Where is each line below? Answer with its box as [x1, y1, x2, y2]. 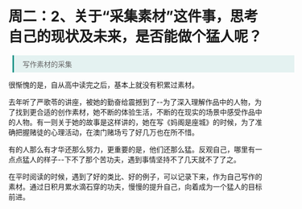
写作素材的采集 [23, 59, 72, 69]
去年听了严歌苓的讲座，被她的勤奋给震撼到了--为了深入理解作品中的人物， [8, 97, 255, 107]
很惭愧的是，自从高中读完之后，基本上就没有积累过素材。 [8, 80, 199, 90]
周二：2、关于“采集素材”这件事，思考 [8, 7, 259, 26]
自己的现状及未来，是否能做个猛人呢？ [8, 27, 263, 46]
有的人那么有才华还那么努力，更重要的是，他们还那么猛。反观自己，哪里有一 [8, 144, 263, 154]
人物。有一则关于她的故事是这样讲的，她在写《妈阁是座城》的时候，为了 [14, 117, 255, 127]
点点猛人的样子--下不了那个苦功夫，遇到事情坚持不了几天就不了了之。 [8, 154, 241, 164]
